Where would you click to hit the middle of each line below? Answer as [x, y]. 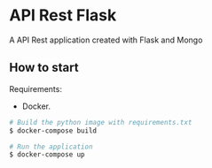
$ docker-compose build [53, 130]
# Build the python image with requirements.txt [101, 122]
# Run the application [51, 147]
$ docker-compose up [47, 155]
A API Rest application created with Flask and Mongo [106, 40]
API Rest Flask [63, 15]
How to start [44, 68]
